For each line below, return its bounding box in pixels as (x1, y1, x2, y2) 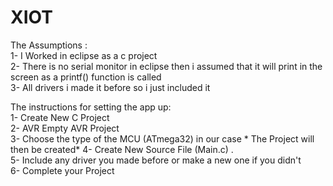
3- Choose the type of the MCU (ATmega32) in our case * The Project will (10, 132, 315, 145)
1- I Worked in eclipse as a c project (10, 49, 158, 61)
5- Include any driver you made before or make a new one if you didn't (10, 154, 302, 166)
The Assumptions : (10, 39, 88, 51)
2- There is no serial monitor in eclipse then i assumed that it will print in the (10, 60, 323, 72)
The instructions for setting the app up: (10, 101, 172, 113)
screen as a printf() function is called (10, 71, 162, 83)
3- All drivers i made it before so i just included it (10, 81, 211, 93)
